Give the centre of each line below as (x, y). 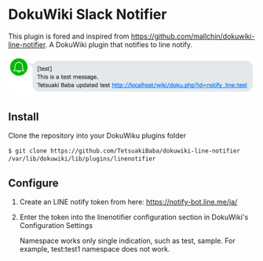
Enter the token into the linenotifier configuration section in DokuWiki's (134, 217)
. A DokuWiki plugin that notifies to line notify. (119, 44)
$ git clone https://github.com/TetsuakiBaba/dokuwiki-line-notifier (124, 151)
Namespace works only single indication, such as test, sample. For (127, 241)
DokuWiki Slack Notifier (88, 15)
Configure (33, 183)
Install (24, 117)
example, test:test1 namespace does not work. (95, 249)
